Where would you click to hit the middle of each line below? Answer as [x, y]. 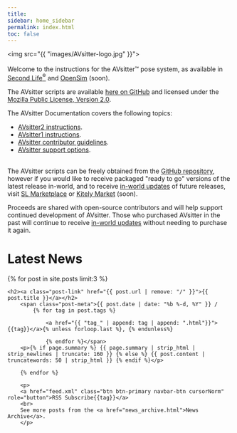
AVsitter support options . [54, 150]
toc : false [23, 34]
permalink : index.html [41, 27]
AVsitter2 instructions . [50, 127]
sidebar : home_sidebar [41, 21]
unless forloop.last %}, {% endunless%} [113, 329]
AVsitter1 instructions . [49, 134]
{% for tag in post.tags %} [74, 311]
